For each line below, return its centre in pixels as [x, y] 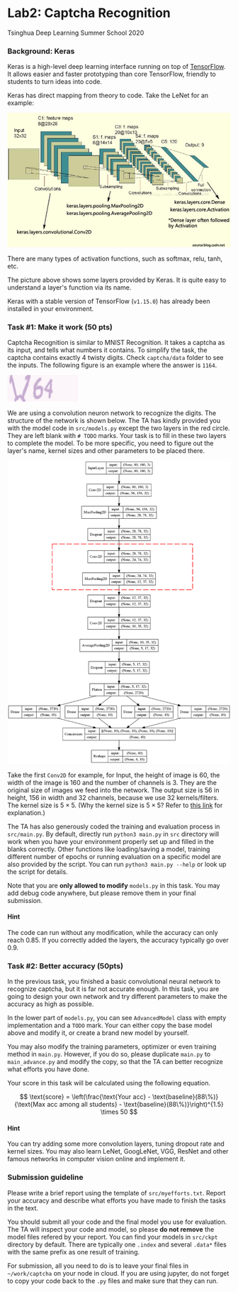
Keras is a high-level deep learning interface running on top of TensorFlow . [117, 67]
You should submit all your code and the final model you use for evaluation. [117, 1222]
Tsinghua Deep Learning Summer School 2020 [76, 33]
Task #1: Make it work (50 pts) [60, 327]
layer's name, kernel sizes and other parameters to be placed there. [106, 451]
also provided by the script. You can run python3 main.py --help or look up [117, 864]
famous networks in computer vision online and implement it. [96, 1159]
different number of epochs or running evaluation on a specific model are [114, 856]
